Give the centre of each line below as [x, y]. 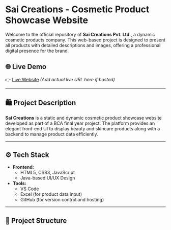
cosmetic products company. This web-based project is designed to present [85, 40]
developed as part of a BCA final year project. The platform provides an [80, 123]
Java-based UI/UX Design [48, 178]
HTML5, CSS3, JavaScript [48, 173]
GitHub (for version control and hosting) [62, 200]
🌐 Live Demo [26, 67]
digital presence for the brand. [37, 51]
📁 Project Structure [36, 221]
